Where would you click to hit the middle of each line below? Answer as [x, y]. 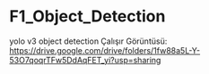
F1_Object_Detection [87, 16]
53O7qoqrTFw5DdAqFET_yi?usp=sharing [85, 60]
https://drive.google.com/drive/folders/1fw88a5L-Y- [105, 50]
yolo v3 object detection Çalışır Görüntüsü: [88, 41]
